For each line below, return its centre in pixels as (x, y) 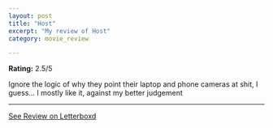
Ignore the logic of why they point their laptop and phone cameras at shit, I (133, 84)
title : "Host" (32, 23)
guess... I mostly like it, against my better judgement (95, 93)
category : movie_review (49, 38)
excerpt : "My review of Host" (60, 31)
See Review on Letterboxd (52, 116)
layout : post (30, 16)
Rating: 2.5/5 (30, 69)
